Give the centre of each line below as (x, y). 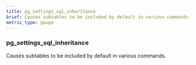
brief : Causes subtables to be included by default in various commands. (99, 17)
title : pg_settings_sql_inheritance (51, 11)
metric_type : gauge (30, 22)
